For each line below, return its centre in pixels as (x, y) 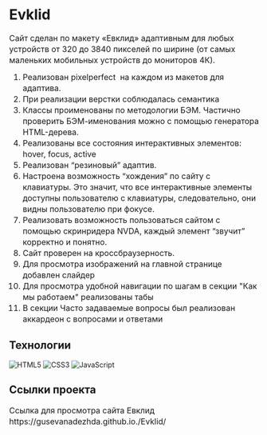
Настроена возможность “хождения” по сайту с (116, 176)
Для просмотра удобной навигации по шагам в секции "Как (140, 285)
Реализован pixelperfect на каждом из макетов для (124, 77)
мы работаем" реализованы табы (88, 297)
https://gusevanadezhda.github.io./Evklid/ (88, 421)
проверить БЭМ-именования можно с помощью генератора (141, 121)
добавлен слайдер (59, 275)
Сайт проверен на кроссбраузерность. (99, 253)
